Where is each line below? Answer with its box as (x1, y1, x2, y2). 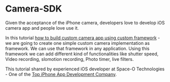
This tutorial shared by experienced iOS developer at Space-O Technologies (5, 66, 165, 72)
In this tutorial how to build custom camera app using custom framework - (5, 35, 160, 41)
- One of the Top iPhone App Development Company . (5, 71, 117, 77)
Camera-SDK (5, 3, 62, 15)
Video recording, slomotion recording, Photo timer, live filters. (5, 56, 134, 62)
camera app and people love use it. (5, 25, 79, 31)
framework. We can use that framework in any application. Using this (5, 45, 150, 51)
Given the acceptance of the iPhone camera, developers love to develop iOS (5, 20, 165, 26)
